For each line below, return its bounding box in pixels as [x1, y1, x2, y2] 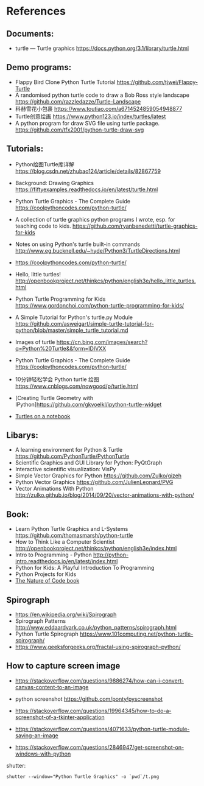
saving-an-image [15, 732, 59, 739]
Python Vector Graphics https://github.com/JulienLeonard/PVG [15, 479, 174, 486]
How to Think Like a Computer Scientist [15, 538, 114, 546]
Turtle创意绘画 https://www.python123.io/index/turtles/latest [15, 113, 166, 120]
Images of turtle [15, 338, 55, 345]
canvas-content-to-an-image [15, 683, 89, 690]
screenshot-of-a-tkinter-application [15, 714, 105, 721]
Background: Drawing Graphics [15, 179, 94, 186]
